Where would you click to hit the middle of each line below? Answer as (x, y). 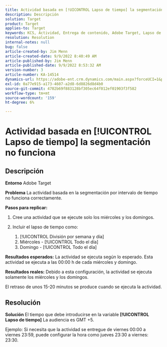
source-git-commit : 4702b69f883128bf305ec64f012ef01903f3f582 (71, 88)
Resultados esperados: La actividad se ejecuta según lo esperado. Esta (79, 257)
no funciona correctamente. (34, 198)
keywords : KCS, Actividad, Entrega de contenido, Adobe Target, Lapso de (83, 33)
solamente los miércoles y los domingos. (47, 277)
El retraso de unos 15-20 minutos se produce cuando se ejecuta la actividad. (83, 287)
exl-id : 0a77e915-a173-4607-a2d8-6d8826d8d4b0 (54, 84)
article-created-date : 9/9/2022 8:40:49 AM (51, 56)
